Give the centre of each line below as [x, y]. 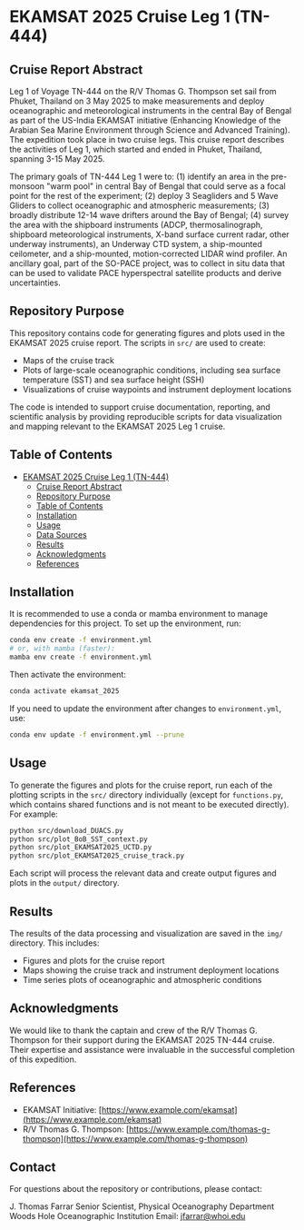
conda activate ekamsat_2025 [64, 691]
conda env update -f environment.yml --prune [97, 734]
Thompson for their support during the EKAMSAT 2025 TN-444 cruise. [142, 1040]
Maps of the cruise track [69, 360]
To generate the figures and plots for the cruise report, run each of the [141, 785]
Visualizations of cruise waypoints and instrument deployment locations [157, 389]
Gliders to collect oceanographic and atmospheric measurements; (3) [140, 205]
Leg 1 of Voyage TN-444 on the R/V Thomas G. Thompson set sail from [143, 91]
